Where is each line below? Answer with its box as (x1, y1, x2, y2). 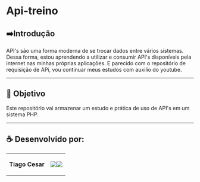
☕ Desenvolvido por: (6, 135, 85, 145)
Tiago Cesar (9, 160, 45, 168)
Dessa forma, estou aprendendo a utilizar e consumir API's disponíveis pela (6, 53, 192, 60)
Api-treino (6, 4, 58, 18)
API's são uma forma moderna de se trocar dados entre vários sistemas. (6, 47, 184, 54)
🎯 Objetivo (6, 89, 46, 99)
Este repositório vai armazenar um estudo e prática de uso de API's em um (6, 104, 190, 111)
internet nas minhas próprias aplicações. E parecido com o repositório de (6, 60, 186, 66)
